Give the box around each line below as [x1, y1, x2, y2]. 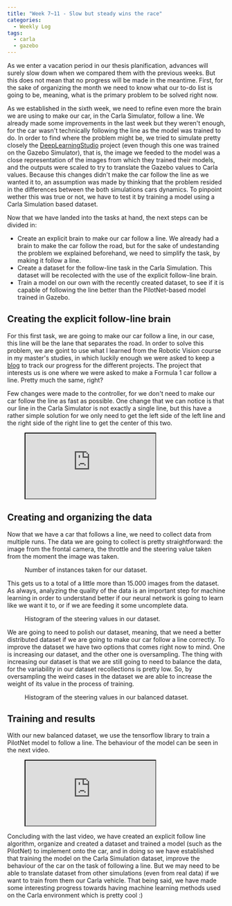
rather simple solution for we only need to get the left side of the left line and [7, 411, 226, 419]
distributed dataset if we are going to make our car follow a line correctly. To [7, 635, 225, 643]
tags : [7, 29, 23, 37]
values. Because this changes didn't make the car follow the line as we [7, 171, 209, 179]
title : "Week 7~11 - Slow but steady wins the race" [7, 10, 163, 17]
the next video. [7, 746, 50, 754]
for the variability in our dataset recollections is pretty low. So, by [7, 665, 193, 673]
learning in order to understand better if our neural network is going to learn [7, 593, 224, 602]
